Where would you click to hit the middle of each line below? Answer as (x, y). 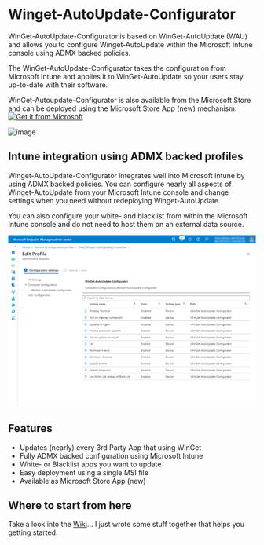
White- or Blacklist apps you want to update (90, 464)
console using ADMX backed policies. (70, 53)
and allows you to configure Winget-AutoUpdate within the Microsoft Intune (130, 44)
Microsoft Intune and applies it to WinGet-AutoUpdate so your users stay (126, 76)
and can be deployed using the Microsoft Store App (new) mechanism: (123, 108)
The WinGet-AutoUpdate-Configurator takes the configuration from (117, 68)
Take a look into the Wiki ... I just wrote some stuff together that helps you (126, 525)
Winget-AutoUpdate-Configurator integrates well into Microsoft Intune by (126, 175)
